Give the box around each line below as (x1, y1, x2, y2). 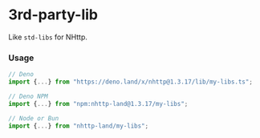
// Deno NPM (8, 92, 48, 100)
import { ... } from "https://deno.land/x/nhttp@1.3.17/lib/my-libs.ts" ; (8, 78, 253, 86)
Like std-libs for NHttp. (8, 32, 88, 42)
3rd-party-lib (8, 6, 99, 24)
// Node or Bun (8, 114, 59, 122)
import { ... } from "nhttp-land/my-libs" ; (8, 122, 149, 130)
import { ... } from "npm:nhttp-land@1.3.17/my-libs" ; (8, 99, 189, 108)
